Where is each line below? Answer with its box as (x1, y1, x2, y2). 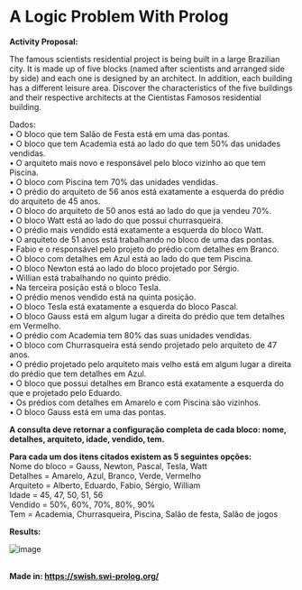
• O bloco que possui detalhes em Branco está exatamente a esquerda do (9, 377, 284, 389)
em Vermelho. (9, 320, 61, 331)
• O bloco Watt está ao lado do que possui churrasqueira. (9, 215, 224, 226)
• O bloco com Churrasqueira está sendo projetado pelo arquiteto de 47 (9, 339, 278, 350)
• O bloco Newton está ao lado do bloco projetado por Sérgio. (9, 263, 240, 273)
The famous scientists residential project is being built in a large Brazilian (9, 53, 280, 64)
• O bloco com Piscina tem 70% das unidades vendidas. (9, 176, 218, 187)
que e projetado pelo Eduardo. (9, 387, 123, 398)
